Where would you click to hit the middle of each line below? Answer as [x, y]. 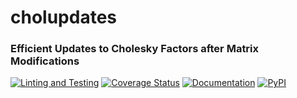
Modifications [45, 61]
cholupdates [63, 17]
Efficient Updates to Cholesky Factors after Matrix [135, 49]
